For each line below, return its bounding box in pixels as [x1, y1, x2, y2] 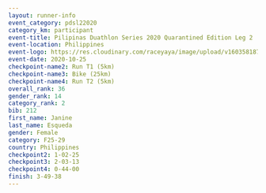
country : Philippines [8, 143, 80, 151]
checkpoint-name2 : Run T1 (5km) [8, 63, 115, 71]
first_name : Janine [8, 114, 73, 122]
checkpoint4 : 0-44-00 [8, 165, 80, 173]
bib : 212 [8, 107, 37, 115]
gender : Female [8, 128, 59, 136]
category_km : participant [8, 26, 93, 34]
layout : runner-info [8, 11, 77, 20]
